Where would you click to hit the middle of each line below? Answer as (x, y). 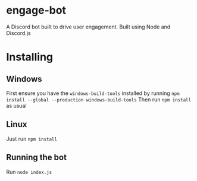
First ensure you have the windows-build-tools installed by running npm (93, 93)
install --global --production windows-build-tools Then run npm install (99, 99)
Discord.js (18, 33)
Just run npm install (32, 139)
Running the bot (37, 158)
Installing (30, 57)
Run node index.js (29, 172)
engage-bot (36, 10)
